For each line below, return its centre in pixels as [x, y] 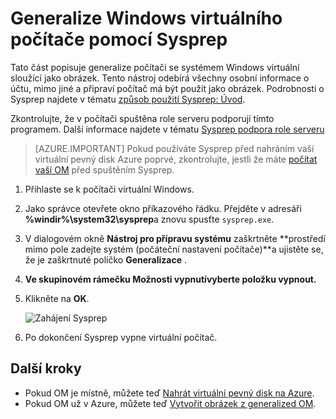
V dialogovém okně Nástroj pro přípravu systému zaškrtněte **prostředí [175, 238]
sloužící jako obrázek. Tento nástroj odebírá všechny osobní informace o [160, 78]
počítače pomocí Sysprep [119, 39]
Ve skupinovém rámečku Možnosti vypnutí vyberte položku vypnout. [170, 279]
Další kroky [46, 368]
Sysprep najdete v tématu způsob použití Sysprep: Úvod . [128, 99]
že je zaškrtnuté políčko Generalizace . [106, 259]
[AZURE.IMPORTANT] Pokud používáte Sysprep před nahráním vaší [174, 148]
